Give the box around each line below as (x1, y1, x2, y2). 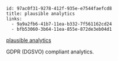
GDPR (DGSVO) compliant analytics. (6, 48, 94, 55)
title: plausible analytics (6, 11, 76, 17)
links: (6, 16, 22, 22)
